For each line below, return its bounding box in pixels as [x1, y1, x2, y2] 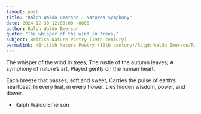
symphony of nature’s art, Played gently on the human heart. [6, 65, 156, 72]
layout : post [6, 8, 39, 15]
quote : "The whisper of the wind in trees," [6, 31, 119, 37]
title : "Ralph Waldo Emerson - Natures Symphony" [6, 14, 133, 20]
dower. [6, 89, 23, 97]
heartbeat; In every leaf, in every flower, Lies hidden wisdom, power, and [6, 83, 185, 90]
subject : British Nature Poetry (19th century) [6, 37, 127, 43]
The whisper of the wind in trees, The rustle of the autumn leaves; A [6, 58, 174, 66]
